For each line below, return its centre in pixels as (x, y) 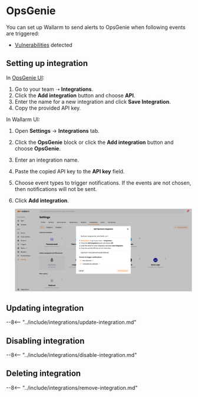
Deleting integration (44, 374)
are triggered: (23, 33)
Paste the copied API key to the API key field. (70, 171)
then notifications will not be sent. (56, 189)
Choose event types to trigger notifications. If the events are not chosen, (103, 183)
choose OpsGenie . (37, 148)
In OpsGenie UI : (25, 77)
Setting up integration (47, 63)
